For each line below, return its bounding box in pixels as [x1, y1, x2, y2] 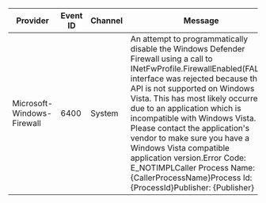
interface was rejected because [130, 73, 248, 84]
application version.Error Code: [130, 152, 247, 163]
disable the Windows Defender [130, 44, 245, 54]
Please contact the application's [130, 123, 250, 133]
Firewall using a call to [130, 53, 213, 64]
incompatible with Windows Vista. [130, 113, 256, 124]
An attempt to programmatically [130, 33, 249, 44]
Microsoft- [12, 98, 53, 109]
